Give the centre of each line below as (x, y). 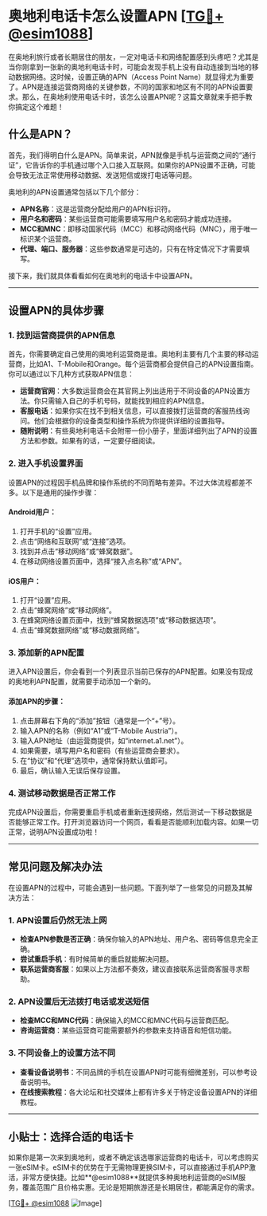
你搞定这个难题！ (36, 106)
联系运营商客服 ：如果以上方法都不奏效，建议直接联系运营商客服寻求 (131, 969)
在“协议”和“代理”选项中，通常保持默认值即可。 (96, 760)
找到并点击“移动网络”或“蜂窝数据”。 (78, 551)
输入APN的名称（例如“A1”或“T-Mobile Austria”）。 (101, 730)
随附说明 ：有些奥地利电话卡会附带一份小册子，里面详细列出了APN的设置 (138, 431)
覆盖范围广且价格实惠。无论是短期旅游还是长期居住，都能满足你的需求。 (140, 1187)
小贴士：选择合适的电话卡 (71, 1137)
